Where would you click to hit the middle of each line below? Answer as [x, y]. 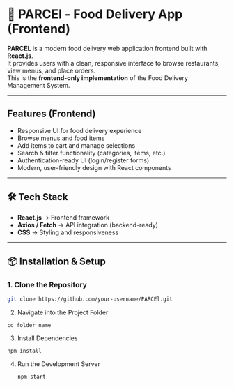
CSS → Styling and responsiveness [68, 232]
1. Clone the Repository [47, 284]
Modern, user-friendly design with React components [94, 167]
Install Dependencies [47, 338]
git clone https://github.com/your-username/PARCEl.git [90, 299]
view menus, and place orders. [52, 70]
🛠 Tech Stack [38, 197]
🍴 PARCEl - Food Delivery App [95, 14]
